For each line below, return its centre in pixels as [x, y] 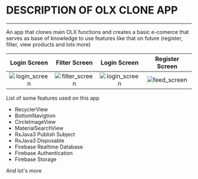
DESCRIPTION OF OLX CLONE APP [92, 10]
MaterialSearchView [39, 128]
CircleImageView [35, 121]
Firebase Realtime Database [49, 147]
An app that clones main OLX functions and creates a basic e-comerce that [98, 32]
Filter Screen [74, 62]
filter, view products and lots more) [49, 44]
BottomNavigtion [35, 116]
